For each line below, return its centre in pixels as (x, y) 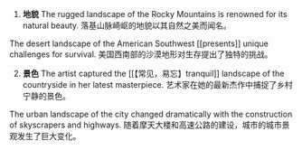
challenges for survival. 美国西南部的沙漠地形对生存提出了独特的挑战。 (141, 54)
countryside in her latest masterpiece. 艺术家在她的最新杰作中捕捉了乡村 (158, 84)
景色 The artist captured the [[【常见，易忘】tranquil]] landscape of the (153, 73)
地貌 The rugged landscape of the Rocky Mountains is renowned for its (155, 14)
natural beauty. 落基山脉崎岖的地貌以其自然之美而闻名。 (127, 25)
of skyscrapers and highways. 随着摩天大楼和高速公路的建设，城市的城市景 (150, 125)
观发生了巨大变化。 (45, 136)
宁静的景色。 (46, 96)
